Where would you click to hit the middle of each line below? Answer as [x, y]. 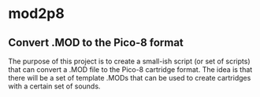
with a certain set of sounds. [54, 86]
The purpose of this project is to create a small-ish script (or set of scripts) [129, 61]
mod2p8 [36, 14]
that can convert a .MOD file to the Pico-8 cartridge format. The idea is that [130, 70]
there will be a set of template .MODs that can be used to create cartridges [130, 78]
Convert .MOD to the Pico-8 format [96, 43]
